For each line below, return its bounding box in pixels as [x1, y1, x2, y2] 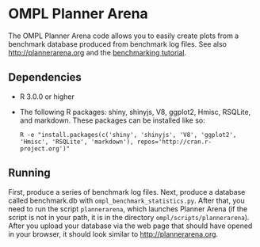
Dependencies [8, 70, 82, 84]
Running [8, 166, 52, 180]
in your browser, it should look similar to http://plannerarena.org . [8, 229, 219, 238]
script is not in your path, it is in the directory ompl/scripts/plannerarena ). [8, 212, 250, 222]
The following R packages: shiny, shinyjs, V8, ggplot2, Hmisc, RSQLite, [19, 107, 251, 116]
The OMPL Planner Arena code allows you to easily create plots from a [8, 31, 239, 40]
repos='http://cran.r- [137, 138, 212, 146]
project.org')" [19, 144, 71, 153]
